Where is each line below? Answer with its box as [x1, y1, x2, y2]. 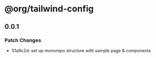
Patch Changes [4, 37, 42, 44]
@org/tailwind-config [4, 3, 94, 14]
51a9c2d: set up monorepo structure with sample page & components [11, 47, 151, 53]
